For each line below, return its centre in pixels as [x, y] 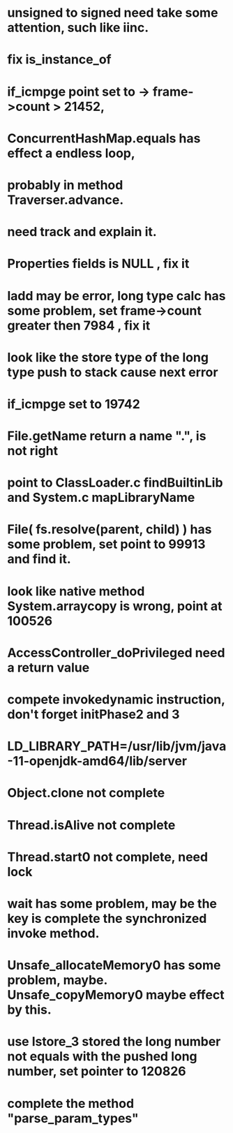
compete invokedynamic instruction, [116, 699]
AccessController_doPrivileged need [116, 652]
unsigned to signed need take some [113, 13]
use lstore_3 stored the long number [114, 1042]
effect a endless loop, [72, 153]
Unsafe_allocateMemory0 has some [114, 965]
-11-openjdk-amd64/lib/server [97, 761]
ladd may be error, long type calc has [116, 296]
